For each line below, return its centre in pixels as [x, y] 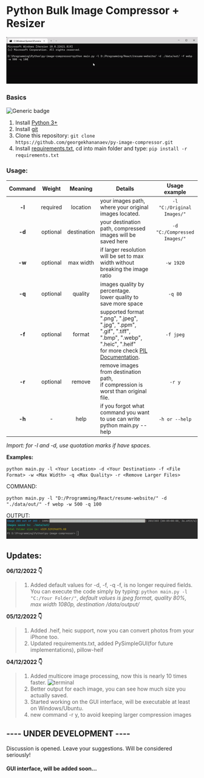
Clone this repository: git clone [55, 135]
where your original [124, 207]
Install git [26, 129]
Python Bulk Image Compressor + [93, 11]
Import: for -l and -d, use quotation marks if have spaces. [79, 445]
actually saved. [49, 695]
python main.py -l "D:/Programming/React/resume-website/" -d [87, 498]
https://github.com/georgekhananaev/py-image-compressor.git [94, 142]
